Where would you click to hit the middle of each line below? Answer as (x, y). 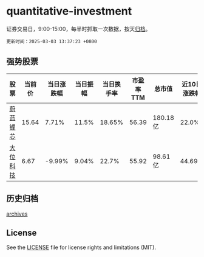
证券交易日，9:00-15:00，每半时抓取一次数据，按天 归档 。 (79, 29)
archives (17, 214)
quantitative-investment (69, 11)
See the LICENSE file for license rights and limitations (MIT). (81, 247)
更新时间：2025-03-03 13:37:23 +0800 (52, 41)
